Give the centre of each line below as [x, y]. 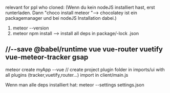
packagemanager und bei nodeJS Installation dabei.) [61, 18]
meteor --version [31, 28]
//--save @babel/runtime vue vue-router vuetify [84, 50]
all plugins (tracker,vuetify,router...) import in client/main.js [67, 75]
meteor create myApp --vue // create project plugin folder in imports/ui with [85, 69]
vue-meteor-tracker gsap [47, 57]
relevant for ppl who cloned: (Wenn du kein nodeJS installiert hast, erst [80, 7]
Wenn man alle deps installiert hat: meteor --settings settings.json [75, 85]
